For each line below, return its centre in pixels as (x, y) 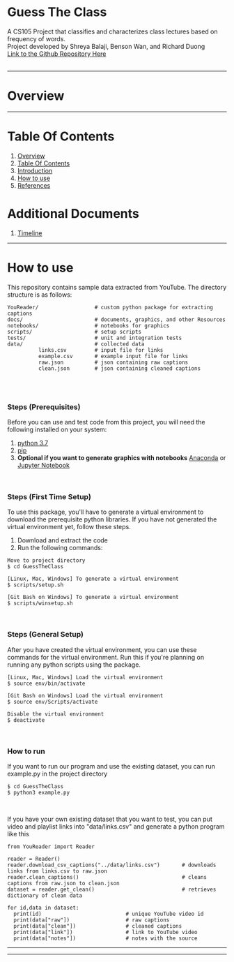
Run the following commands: (60, 548)
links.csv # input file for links (101, 350)
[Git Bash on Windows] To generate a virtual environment (93, 598)
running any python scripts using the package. (74, 665)
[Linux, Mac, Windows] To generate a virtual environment (93, 579)
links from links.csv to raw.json (57, 871)
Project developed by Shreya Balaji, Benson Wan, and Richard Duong (106, 46)
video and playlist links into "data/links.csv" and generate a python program (116, 826)
